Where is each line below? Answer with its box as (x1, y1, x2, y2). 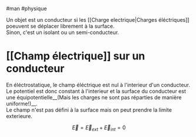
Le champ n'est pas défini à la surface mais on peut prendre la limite (6, 106, 172, 113)
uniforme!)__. (6, 100, 38, 107)
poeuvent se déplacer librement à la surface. (6, 23, 115, 29)
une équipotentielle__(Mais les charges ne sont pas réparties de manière (6, 93, 182, 101)
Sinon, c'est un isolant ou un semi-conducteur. (6, 29, 119, 36)
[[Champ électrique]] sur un (6, 49, 145, 63)
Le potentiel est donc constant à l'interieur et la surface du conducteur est (6, 88, 187, 95)
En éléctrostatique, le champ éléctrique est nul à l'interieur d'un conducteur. (6, 81, 190, 88)
